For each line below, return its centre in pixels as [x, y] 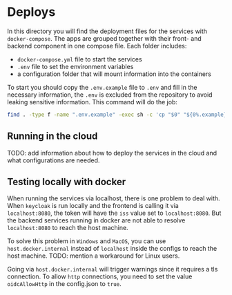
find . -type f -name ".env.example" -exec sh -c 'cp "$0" [94, 115]
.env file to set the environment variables [75, 66]
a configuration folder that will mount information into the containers [114, 74]
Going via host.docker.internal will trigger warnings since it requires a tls [113, 269]
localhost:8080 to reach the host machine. [68, 228]
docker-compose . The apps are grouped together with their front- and [104, 38]
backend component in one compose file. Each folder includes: [97, 46]
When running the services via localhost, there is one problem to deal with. [114, 198]
